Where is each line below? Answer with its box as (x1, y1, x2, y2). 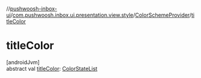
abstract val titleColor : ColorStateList (6, 65, 97, 72)
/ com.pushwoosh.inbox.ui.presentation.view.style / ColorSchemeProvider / (10, 11, 191, 19)
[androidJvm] (6, 58, 40, 65)
